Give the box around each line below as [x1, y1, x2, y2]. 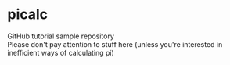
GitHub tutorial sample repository [7, 31, 115, 41]
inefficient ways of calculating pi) [7, 48, 114, 57]
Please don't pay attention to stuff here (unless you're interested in [7, 39, 223, 49]
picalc [7, 5, 49, 23]
